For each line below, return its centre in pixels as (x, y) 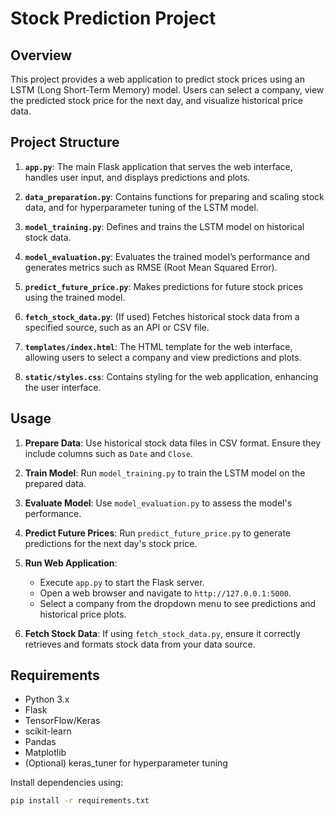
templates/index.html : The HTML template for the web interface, (158, 346)
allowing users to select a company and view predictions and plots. (163, 357)
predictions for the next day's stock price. (111, 543)
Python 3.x (47, 699)
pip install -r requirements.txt (80, 801)
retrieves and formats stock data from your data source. (140, 644)
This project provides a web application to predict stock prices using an (157, 79)
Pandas (40, 742)
